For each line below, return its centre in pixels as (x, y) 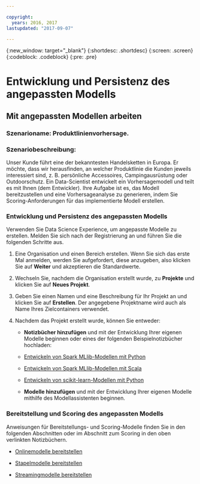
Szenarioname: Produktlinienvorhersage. (68, 133)
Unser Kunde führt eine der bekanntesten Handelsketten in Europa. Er (92, 162)
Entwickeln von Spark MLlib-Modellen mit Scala (83, 369)
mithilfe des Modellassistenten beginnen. (75, 398)
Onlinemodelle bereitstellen (49, 451)
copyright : (20, 17)
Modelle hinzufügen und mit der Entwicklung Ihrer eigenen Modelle (108, 392)
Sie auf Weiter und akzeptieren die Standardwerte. (78, 267)
